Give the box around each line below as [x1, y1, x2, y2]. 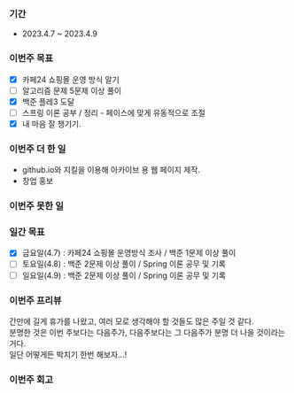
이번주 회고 [9, 374, 54, 386]
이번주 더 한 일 [9, 143, 66, 155]
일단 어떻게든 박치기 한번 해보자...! [9, 349, 128, 359]
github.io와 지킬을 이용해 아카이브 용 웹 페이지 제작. [21, 165, 201, 175]
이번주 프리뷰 [9, 294, 62, 306]
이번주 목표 [9, 52, 54, 65]
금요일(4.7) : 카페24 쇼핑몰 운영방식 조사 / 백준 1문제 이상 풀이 [21, 248, 236, 258]
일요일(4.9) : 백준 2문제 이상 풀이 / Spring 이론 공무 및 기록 [21, 270, 227, 281]
